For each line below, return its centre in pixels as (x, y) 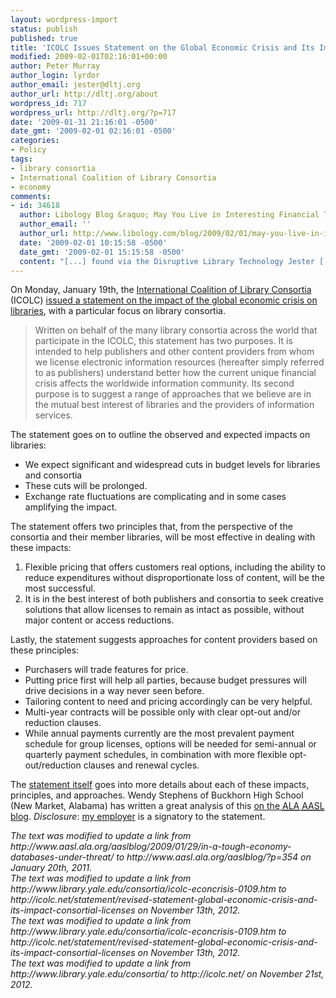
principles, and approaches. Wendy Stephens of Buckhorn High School (157, 795)
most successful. (60, 588)
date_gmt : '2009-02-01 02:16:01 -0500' (93, 131)
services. (53, 415)
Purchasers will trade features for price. (106, 670)
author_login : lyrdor (55, 76)
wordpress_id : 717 (48, 103)
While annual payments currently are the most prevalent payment (159, 733)
